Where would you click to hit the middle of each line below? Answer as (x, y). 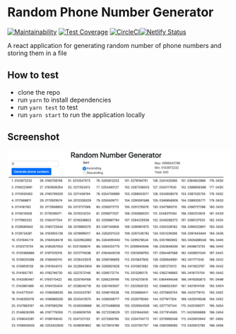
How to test (33, 75)
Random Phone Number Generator (111, 12)
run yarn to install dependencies (64, 100)
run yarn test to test (48, 107)
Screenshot (34, 137)
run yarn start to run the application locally (81, 114)
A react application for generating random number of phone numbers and (114, 45)
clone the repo (39, 92)
